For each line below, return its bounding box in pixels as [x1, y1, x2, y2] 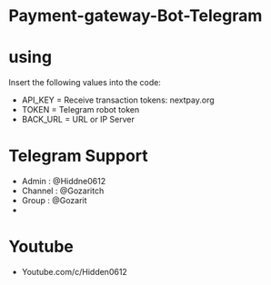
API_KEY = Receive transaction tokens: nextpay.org [21, 94, 215, 105]
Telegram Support [8, 146, 149, 166]
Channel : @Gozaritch [21, 185, 105, 196]
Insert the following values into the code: [8, 77, 161, 88]
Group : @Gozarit [21, 195, 87, 206]
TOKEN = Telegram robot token [21, 104, 140, 115]
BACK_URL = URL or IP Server [21, 114, 135, 125]
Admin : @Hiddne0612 [21, 176, 106, 187]
